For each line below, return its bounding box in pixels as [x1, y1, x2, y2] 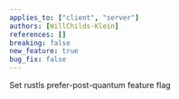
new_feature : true [9, 47, 79, 56]
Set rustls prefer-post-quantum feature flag [9, 80, 171, 90]
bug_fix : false [9, 55, 67, 64]
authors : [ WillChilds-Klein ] [9, 22, 119, 31]
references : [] [9, 30, 67, 39]
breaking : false [9, 38, 71, 48]
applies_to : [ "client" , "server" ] [9, 13, 140, 22]
